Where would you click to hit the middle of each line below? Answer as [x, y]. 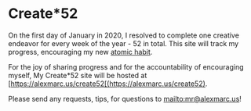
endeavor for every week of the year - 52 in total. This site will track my [124, 43]
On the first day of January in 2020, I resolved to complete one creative [124, 35]
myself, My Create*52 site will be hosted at [78, 75]
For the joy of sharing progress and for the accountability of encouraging [126, 66]
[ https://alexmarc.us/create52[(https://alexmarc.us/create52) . [108, 84]
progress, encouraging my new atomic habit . [80, 52]
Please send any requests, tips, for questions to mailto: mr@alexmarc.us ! [125, 98]
